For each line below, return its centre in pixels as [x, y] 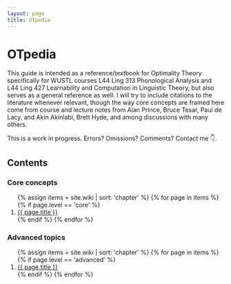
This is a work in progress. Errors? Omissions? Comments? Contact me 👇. [112, 138]
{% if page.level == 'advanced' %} [66, 260]
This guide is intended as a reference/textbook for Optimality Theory [104, 73]
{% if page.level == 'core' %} [59, 205]
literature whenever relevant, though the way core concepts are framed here [116, 103]
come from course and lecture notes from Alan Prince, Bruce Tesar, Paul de [114, 110]
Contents [28, 163]
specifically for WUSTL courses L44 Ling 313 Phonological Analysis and [110, 81]
